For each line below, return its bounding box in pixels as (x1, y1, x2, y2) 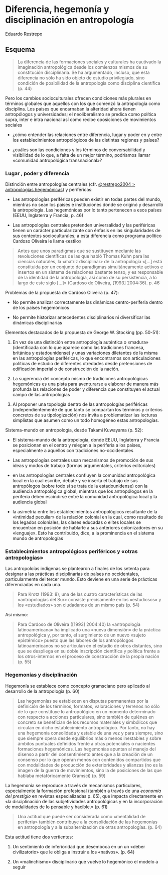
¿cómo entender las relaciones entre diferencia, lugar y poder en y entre (12, 132, 162, 138)
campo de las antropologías (12, 392, 70, 398)
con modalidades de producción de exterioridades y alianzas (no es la (17, 762, 163, 768)
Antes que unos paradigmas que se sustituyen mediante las (17, 248, 141, 254)
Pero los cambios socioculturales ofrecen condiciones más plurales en (5, 95, 151, 101)
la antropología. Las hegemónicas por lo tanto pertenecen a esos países (12, 207, 162, 213)
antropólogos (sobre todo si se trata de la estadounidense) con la (12, 483, 148, 489)
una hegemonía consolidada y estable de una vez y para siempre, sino (17, 730, 163, 736)
